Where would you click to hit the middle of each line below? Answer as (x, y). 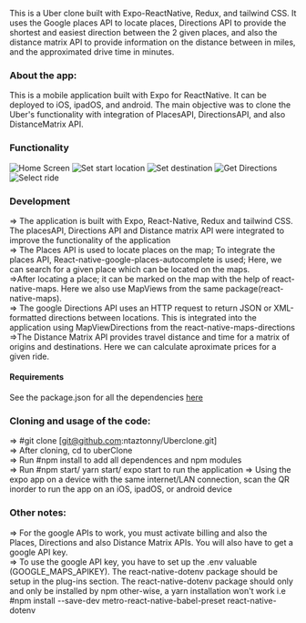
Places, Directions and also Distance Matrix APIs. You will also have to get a (152, 542)
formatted (28, 317)
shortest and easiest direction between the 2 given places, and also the (143, 32)
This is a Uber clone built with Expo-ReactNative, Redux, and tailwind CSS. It (153, 13)
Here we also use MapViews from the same (142, 288)
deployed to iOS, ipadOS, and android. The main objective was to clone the (150, 105)
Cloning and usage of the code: (80, 421)
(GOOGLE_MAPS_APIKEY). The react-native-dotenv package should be (143, 571)
